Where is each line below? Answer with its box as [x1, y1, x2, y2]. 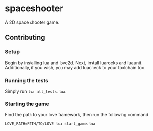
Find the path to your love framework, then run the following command [5, 112, 149, 118]
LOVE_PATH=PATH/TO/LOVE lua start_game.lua [5, 121, 96, 126]
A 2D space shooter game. [5, 19, 60, 25]
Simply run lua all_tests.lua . [5, 88, 67, 94]
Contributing [5, 33, 45, 42]
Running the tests [5, 77, 48, 84]
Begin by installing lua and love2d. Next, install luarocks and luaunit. [5, 60, 143, 65]
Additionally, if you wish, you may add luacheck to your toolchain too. [5, 65, 146, 70]
